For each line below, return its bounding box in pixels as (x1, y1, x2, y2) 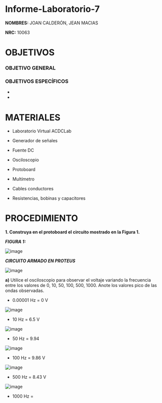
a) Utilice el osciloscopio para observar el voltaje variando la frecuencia (5, 277, 151, 283)
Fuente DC (12, 147, 35, 153)
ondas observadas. (5, 288, 44, 293)
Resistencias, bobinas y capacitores (12, 195, 85, 201)
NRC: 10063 (5, 29, 30, 35)
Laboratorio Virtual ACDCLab (12, 128, 72, 134)
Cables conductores (12, 186, 54, 192)
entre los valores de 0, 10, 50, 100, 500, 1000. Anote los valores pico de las (5, 283, 157, 288)
